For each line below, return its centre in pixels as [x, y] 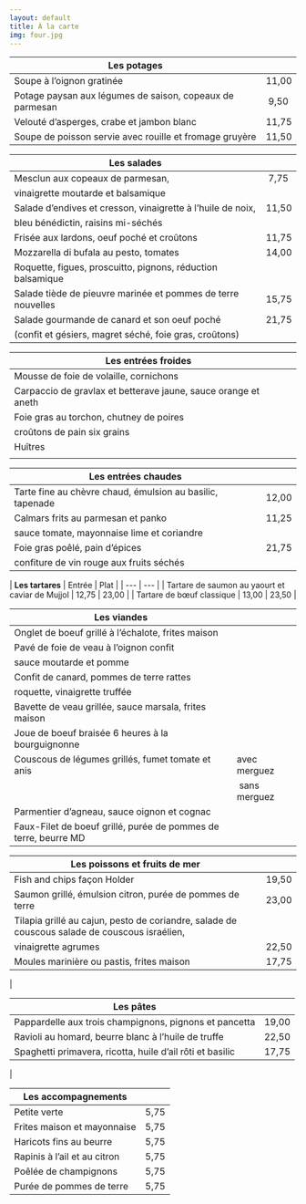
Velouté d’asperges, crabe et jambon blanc [106, 122]
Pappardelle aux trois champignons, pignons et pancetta [135, 1022]
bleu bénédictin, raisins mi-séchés [88, 223]
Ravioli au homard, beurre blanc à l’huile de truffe [119, 1037]
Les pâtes [134, 1007]
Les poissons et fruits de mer [135, 865]
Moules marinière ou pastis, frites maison [102, 961]
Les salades [135, 163]
